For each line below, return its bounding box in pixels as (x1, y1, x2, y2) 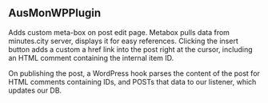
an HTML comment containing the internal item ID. (8, 53, 174, 62)
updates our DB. (8, 85, 62, 95)
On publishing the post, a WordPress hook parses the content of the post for (8, 68, 260, 78)
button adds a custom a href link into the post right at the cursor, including (8, 44, 254, 54)
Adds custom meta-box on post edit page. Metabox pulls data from (8, 27, 230, 37)
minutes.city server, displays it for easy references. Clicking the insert (8, 36, 238, 46)
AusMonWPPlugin (8, 6, 102, 20)
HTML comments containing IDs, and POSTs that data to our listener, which (8, 77, 257, 86)
